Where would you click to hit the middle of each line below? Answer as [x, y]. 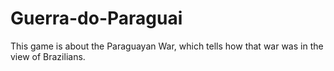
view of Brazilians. [48, 56]
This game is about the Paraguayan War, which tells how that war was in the [167, 46]
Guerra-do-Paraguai [96, 18]
